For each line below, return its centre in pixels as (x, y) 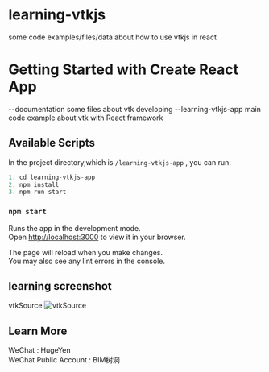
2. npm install (34, 184)
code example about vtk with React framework (86, 118)
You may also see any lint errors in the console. (87, 261)
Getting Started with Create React (124, 70)
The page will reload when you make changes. (86, 252)
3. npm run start (37, 192)
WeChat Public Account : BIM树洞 (64, 360)
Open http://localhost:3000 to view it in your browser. (97, 237)
